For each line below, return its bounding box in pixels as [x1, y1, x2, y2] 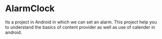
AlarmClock [5, 3, 55, 14]
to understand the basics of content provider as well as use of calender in [5, 24, 156, 30]
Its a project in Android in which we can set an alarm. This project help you [5, 19, 157, 25]
